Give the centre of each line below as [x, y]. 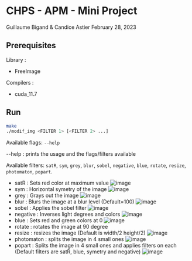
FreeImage [28, 71]
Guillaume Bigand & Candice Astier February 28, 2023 [71, 27]
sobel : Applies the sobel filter [50, 208]
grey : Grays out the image [47, 196]
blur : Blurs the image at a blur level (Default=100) [74, 202]
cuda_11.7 [26, 94]
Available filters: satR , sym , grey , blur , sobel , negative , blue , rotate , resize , [96, 165]
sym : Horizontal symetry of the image [61, 189]
